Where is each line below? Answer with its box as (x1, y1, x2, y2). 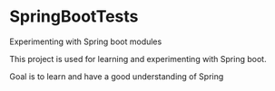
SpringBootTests (9, 6, 139, 27)
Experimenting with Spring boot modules (9, 36, 162, 47)
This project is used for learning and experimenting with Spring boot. (9, 53, 267, 64)
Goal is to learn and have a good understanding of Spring (9, 70, 224, 82)
